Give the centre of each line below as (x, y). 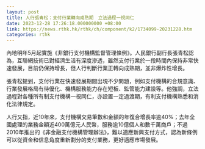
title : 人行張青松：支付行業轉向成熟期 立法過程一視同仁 (70, 18)
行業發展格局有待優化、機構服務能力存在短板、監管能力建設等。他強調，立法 (103, 89)
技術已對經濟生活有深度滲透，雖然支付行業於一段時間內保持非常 (113, 60)
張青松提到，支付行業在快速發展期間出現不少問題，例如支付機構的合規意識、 (103, 81)
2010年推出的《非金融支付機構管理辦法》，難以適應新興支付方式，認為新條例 (102, 133)
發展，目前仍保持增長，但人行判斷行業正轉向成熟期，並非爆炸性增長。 (99, 68)
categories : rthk (28, 35)
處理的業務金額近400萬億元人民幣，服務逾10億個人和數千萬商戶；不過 (99, 125)
